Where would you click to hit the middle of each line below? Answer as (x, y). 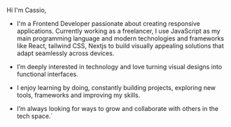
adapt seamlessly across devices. (65, 53)
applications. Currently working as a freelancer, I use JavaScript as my (119, 31)
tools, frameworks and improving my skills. (78, 95)
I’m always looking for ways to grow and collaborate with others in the (117, 109)
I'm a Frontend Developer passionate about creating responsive (108, 23)
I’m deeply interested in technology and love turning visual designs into (119, 67)
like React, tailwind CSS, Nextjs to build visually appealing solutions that (120, 46)
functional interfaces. (47, 74)
